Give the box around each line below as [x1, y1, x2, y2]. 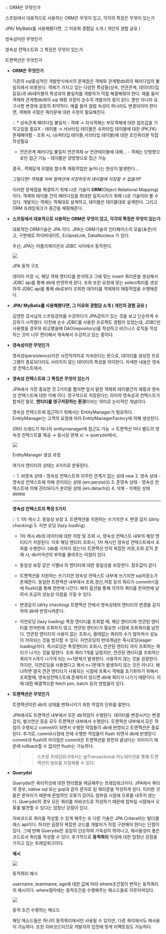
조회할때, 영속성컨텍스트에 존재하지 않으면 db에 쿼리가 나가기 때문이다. [19, 674, 156, 680]
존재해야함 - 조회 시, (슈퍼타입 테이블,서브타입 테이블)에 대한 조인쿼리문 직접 [12, 132, 159, 138]
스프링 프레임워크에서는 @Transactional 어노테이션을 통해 [37, 754, 150, 759]
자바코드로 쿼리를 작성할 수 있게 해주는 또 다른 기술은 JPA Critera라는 [12, 816, 146, 821]
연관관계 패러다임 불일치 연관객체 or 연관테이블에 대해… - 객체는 [19, 149, 143, 155]
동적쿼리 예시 [12, 871, 38, 876]
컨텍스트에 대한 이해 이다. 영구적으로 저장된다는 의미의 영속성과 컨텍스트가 [17, 393, 161, 398]
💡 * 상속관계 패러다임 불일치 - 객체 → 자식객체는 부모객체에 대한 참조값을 [12, 120, 153, 125]
